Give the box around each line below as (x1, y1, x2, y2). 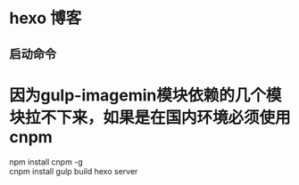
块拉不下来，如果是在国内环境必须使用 (9, 108, 292, 127)
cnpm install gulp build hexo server (9, 165, 138, 176)
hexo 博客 (9, 8, 82, 28)
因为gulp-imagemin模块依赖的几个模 (9, 85, 282, 105)
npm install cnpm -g (9, 157, 83, 167)
